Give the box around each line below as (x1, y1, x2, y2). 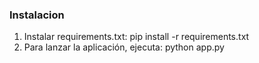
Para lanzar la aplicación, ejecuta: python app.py (23, 41, 225, 53)
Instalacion (9, 8, 65, 22)
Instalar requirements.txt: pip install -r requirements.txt (23, 31, 250, 43)
